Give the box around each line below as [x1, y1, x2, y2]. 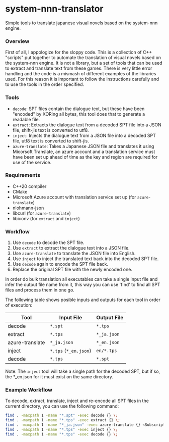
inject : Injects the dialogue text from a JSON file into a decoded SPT [12, 132, 156, 138]
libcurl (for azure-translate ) [12, 210, 71, 216]
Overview [5, 37, 30, 44]
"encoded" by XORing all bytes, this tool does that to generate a [12, 111, 145, 117]
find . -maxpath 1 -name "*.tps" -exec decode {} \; [5, 431, 118, 437]
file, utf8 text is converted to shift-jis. [12, 137, 89, 144]
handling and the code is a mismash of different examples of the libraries [5, 71, 156, 77]
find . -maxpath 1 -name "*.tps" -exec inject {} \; [5, 427, 118, 432]
